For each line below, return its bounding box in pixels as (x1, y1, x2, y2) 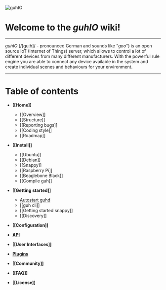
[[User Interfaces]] (12, 241, 52, 247)
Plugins (12, 251, 29, 256)
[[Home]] (12, 102, 32, 108)
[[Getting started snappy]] (19, 207, 73, 213)
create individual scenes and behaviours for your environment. (5, 64, 133, 70)
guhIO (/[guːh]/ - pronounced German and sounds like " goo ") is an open (5, 42, 152, 49)
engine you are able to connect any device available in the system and (5, 58, 148, 64)
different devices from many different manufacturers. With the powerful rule (5, 53, 160, 59)
